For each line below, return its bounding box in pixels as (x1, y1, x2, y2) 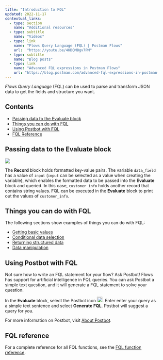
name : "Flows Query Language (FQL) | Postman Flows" (14, 43, 123, 48)
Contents (5, 103, 34, 111)
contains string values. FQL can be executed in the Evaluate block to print (5, 188, 153, 194)
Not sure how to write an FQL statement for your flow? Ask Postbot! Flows (5, 272, 153, 278)
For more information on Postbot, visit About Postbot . (5, 317, 112, 323)
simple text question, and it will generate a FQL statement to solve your (5, 282, 147, 288)
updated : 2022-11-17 (5, 12, 47, 16)
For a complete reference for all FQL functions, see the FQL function (5, 344, 142, 350)
